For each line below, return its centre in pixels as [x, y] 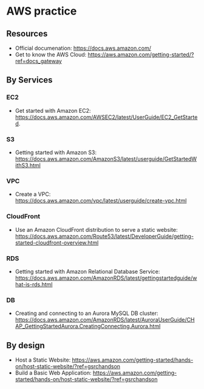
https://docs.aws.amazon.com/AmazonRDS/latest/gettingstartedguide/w [106, 278]
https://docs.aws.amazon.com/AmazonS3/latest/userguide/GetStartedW [106, 158]
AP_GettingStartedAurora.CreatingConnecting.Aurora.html [88, 326]
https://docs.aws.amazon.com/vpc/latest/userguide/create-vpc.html [101, 201]
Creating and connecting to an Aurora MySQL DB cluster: [87, 313]
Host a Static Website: [43, 360]
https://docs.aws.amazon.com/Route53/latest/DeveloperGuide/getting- [104, 236]
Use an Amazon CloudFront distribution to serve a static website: [96, 229]
